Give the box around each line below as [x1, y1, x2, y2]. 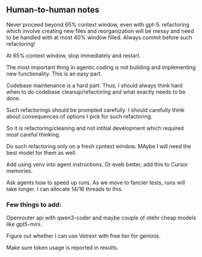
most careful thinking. [6, 131, 61, 138]
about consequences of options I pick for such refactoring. [6, 112, 153, 120]
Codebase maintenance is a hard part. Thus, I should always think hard [6, 82, 183, 89]
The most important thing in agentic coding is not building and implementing [6, 63, 196, 71]
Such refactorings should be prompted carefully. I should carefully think [6, 106, 185, 114]
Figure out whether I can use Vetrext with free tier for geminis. [6, 232, 161, 239]
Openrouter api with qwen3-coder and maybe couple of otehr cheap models [6, 214, 197, 221]
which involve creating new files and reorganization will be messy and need [6, 27, 194, 34]
